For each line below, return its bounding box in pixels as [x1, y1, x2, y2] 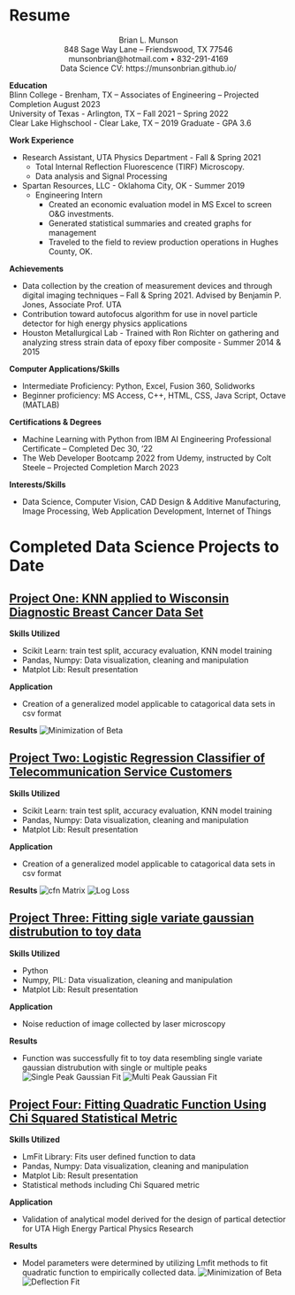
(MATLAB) [21, 399, 60, 410]
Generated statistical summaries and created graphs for [48, 218, 252, 229]
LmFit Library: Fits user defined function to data [21, 1152, 196, 1162]
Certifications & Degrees [9, 416, 102, 427]
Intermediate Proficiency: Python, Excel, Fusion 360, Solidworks [21, 380, 255, 391]
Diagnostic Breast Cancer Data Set [9, 604, 204, 620]
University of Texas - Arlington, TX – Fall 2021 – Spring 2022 [9, 108, 229, 119]
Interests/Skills [9, 479, 66, 490]
